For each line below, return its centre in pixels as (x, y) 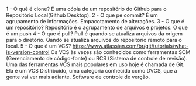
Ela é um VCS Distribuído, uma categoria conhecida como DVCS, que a (92, 71)
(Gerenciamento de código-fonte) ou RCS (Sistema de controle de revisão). (97, 58)
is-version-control (28, 52)
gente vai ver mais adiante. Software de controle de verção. (78, 77)
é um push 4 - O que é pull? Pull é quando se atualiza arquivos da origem (94, 34)
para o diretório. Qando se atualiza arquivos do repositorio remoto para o (94, 40)
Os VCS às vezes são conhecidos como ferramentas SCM (121, 52)
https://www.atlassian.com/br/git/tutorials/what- (130, 46)
